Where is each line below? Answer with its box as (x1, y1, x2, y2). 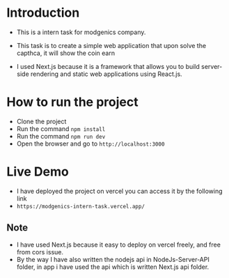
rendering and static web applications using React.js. (30, 70, 182, 78)
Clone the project (16, 117, 67, 125)
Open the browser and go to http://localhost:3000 (16, 139, 165, 148)
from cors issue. (16, 247, 64, 256)
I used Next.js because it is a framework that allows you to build (16, 62, 200, 70)
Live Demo (6, 164, 69, 180)
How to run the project (6, 94, 139, 110)
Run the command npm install (16, 124, 106, 133)
